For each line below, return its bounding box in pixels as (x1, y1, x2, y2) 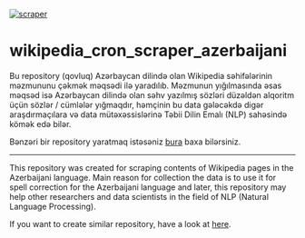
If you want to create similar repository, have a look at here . (9, 218, 231, 229)
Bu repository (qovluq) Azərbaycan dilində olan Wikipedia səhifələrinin (9, 70, 273, 81)
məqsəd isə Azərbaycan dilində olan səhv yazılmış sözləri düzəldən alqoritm (9, 89, 295, 100)
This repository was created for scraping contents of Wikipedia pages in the (9, 162, 294, 173)
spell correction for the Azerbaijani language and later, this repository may (9, 182, 287, 193)
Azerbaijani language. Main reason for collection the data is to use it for (9, 172, 277, 183)
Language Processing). (9, 201, 97, 212)
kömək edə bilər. (9, 118, 72, 129)
